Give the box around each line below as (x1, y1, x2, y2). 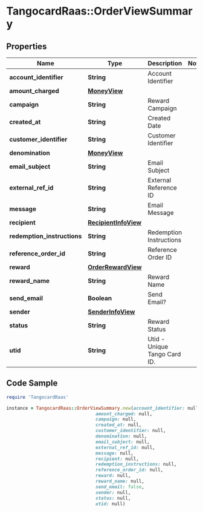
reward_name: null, (95, 478, 145, 485)
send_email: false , (95, 484, 145, 490)
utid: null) (95, 501, 126, 507)
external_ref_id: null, (95, 444, 155, 450)
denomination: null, (95, 433, 147, 439)
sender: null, (95, 489, 131, 496)
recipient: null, (95, 456, 139, 462)
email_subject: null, (95, 439, 150, 445)
